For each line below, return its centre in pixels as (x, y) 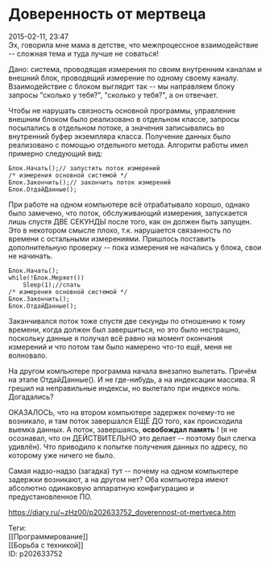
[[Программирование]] (48, 536)
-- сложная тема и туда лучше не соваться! (83, 53)
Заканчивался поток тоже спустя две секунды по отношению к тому (127, 321)
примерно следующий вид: (56, 153)
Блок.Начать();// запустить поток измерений (84, 168)
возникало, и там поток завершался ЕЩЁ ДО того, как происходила (126, 421)
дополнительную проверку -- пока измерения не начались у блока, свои (135, 247)
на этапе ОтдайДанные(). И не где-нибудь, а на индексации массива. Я (132, 379)
